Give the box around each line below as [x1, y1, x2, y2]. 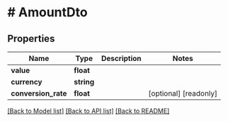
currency [11, 77, 42, 87]
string [74, 77, 95, 87]
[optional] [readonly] [148, 89, 218, 98]
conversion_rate [11, 89, 67, 98]
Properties [7, 33, 55, 45]
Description [101, 54, 142, 63]
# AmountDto [7, 4, 88, 21]
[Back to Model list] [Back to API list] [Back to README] [7, 107, 170, 115]
